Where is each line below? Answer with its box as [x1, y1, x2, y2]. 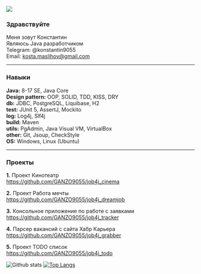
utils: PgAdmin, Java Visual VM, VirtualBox [6, 125, 112, 132]
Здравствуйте [6, 20, 50, 28]
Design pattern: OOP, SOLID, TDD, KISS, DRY [6, 93, 119, 100]
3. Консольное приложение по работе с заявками [6, 207, 135, 214]
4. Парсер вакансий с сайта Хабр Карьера [6, 225, 115, 232]
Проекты [6, 158, 34, 167]
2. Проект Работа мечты [6, 189, 69, 196]
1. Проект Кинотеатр [6, 171, 59, 178]
